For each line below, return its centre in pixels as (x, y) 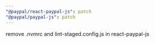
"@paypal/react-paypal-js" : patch (49, 11)
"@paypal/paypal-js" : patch (41, 17)
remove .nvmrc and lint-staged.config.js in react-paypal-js (77, 34)
